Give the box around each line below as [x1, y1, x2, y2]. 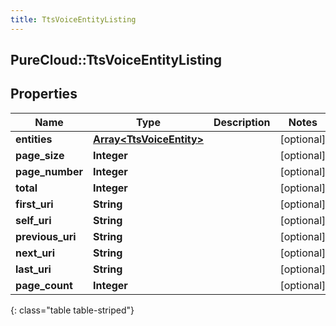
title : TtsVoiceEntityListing [10, 14, 137, 25]
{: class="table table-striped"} [10, 304, 135, 316]
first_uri [15, 197, 54, 211]
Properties [10, 86, 78, 103]
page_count [15, 278, 73, 292]
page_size [15, 148, 65, 162]
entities [15, 132, 53, 146]
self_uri [15, 213, 52, 227]
